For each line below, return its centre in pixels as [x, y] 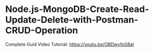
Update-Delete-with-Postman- [72, 20]
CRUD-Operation [42, 30]
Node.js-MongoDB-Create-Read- [77, 9]
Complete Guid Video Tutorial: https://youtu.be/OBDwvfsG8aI [70, 44]
